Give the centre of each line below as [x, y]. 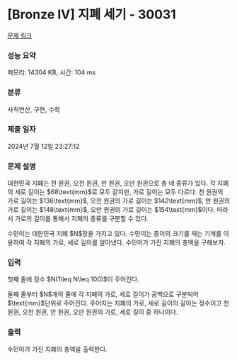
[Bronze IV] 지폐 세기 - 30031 [92, 15]
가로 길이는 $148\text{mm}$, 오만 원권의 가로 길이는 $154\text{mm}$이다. [111, 210]
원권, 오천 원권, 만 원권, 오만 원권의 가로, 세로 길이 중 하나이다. [93, 312]
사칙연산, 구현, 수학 [34, 109]
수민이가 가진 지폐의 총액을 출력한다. [57, 349]
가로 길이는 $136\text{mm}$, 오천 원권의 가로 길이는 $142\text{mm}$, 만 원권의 [119, 201]
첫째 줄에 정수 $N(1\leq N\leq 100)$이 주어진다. [74, 279]
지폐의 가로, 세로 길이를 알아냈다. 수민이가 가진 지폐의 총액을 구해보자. [130, 242]
